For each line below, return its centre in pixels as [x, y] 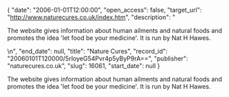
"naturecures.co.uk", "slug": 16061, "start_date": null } [84, 66]
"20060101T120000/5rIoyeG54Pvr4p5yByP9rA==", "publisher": [98, 58]
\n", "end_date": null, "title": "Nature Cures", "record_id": [88, 51]
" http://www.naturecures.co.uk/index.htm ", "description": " [91, 17]
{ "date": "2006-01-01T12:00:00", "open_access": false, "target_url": [104, 10]
